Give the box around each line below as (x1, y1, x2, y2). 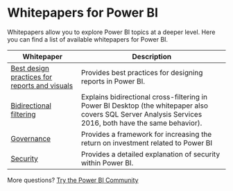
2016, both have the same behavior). (80, 118, 202, 128)
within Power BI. (80, 158, 134, 167)
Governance (10, 133, 51, 143)
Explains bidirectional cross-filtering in (80, 92, 208, 101)
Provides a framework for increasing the (80, 129, 212, 139)
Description (132, 51, 172, 61)
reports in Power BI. (80, 76, 146, 86)
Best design (10, 63, 50, 73)
